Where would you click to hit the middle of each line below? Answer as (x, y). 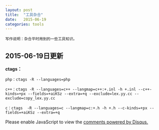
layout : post (19, 10)
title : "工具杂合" (24, 15)
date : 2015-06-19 (26, 19)
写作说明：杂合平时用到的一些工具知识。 (41, 39)
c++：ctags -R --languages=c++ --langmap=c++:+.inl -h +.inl (71, 89)
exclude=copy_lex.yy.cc (30, 99)
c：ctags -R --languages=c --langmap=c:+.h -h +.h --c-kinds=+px (76, 108)
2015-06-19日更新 (34, 56)
